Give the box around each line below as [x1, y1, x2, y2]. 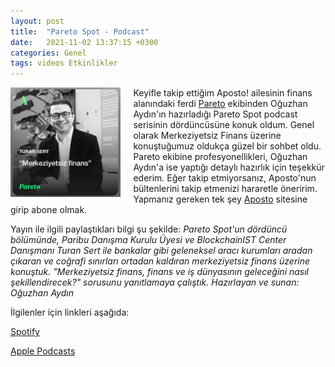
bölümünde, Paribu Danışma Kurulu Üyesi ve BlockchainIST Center [10, 234, 287, 246]
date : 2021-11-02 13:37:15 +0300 [10, 37, 159, 47]
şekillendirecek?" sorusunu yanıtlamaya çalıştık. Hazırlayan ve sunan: [10, 276, 300, 289]
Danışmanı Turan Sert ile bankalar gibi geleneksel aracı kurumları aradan [10, 245, 313, 257]
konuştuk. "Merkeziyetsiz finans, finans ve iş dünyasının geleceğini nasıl [10, 266, 310, 278]
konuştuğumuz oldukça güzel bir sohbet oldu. [133, 140, 322, 152]
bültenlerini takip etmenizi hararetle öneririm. [133, 183, 318, 195]
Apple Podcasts [10, 345, 76, 357]
